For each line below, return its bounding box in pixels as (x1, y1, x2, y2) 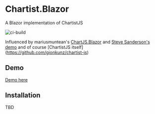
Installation (5, 91, 41, 100)
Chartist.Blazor (5, 3, 69, 15)
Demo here (5, 76, 28, 82)
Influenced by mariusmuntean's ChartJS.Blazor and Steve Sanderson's (5, 38, 150, 45)
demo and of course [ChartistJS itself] (5, 44, 83, 50)
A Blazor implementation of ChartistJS (5, 20, 83, 26)
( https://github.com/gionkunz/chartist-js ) (5, 49, 89, 55)
